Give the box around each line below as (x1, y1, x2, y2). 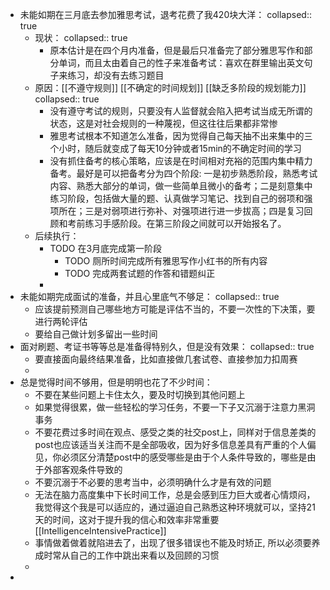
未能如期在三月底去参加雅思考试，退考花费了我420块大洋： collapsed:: (19, 9, 312, 20)
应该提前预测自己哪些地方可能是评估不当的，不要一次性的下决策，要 (34, 303, 316, 315)
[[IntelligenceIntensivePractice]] (34, 525, 167, 537)
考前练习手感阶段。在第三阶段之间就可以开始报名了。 (67, 218, 287, 229)
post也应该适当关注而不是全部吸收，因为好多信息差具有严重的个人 (34, 439, 308, 450)
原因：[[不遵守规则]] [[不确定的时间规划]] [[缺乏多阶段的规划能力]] (34, 82, 307, 93)
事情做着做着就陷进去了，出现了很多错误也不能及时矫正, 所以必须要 (34, 537, 312, 548)
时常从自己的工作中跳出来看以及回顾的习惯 (43, 549, 220, 561)
